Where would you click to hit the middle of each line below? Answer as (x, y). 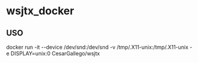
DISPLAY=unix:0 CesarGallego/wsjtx (55, 53)
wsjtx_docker (40, 11)
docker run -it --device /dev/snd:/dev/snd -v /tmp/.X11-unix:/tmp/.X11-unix (98, 47)
